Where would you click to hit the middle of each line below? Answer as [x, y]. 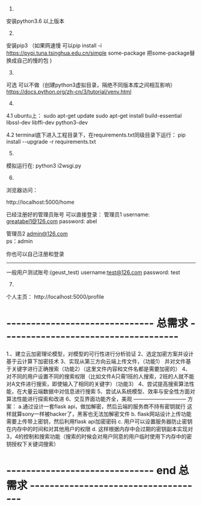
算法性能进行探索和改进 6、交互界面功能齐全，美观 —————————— [96, 398]
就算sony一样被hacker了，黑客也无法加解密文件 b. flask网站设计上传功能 [101, 413]
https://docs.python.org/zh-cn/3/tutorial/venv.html [69, 92]
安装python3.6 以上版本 [35, 21]
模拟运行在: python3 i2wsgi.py [44, 166]
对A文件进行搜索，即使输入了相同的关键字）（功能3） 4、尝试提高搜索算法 [98, 383]
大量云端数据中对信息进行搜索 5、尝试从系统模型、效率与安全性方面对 [109, 391]
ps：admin [20, 241]
